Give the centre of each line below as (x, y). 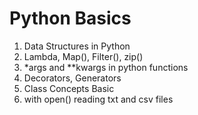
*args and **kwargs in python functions (106, 67)
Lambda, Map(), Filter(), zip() (83, 56)
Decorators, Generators (72, 78)
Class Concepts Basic (69, 88)
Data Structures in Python (77, 46)
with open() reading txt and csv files (98, 99)
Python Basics (70, 18)
